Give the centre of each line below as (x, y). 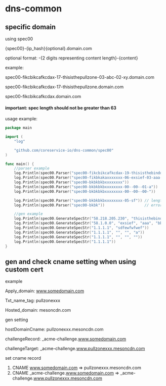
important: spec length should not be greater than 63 (61, 108)
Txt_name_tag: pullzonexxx (33, 301)
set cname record (23, 358)
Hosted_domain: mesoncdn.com (38, 310)
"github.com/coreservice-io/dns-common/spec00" (64, 150)
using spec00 (19, 39)
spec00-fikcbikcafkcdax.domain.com (43, 96)
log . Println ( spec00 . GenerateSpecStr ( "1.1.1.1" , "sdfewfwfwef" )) (82, 228)
